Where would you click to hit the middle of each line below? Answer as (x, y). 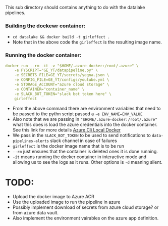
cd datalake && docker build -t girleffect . (61, 37)
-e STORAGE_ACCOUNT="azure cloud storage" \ (62, 85)
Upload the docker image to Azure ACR (53, 196)
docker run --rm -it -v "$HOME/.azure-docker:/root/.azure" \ (72, 66)
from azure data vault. (36, 212)
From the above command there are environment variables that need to (87, 108)
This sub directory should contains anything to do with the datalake (75, 7)
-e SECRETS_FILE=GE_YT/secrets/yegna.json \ (62, 75)
